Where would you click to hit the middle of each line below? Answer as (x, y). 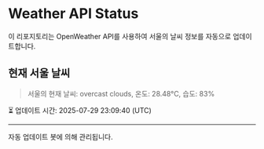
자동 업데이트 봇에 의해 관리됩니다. (60, 136)
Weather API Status (73, 14)
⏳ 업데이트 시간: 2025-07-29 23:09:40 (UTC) (80, 110)
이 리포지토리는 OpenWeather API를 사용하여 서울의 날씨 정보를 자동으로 (120, 36)
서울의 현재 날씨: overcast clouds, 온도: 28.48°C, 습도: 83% (121, 93)
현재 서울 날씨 (39, 73)
